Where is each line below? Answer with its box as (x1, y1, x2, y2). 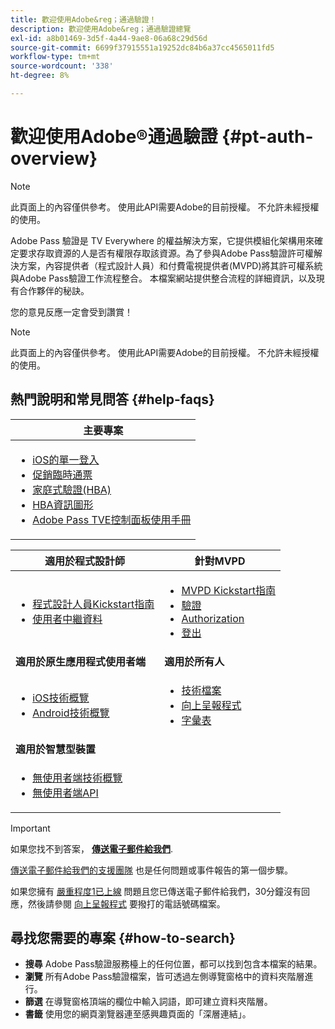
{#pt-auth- (221, 126, 314, 148)
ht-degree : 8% (10, 71, 70, 81)
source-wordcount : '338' (10, 61, 114, 71)
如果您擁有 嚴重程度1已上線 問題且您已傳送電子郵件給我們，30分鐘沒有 (10, 885, 302, 897)
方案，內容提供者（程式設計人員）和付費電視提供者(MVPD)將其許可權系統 (18, 259, 323, 271)
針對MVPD (194, 554, 246, 568)
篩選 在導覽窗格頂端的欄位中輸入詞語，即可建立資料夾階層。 (24, 996, 273, 1008)
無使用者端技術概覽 (32, 771, 123, 785)
